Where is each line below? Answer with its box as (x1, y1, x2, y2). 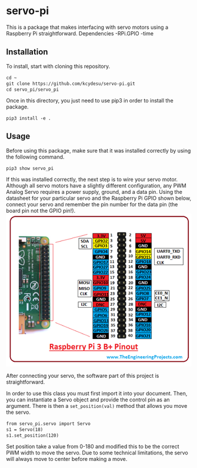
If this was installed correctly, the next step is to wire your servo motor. (6, 176, 178, 183)
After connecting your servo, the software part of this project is (6, 372, 159, 379)
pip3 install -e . (6, 115, 51, 121)
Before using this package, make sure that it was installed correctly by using (6, 147, 191, 154)
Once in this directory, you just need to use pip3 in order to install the (6, 97, 173, 104)
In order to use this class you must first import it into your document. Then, (6, 390, 188, 397)
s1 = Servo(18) (6, 426, 44, 433)
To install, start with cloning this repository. (6, 62, 111, 70)
